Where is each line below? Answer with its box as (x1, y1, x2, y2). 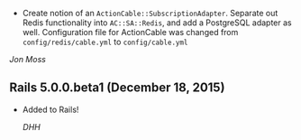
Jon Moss (9, 54, 47, 64)
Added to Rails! (22, 104, 79, 115)
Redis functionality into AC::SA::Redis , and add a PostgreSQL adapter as (22, 17, 292, 28)
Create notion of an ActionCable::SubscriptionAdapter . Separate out (22, 8, 278, 18)
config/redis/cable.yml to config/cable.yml (22, 36, 188, 47)
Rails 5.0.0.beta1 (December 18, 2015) (9, 80, 225, 96)
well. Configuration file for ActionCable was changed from (22, 27, 239, 37)
